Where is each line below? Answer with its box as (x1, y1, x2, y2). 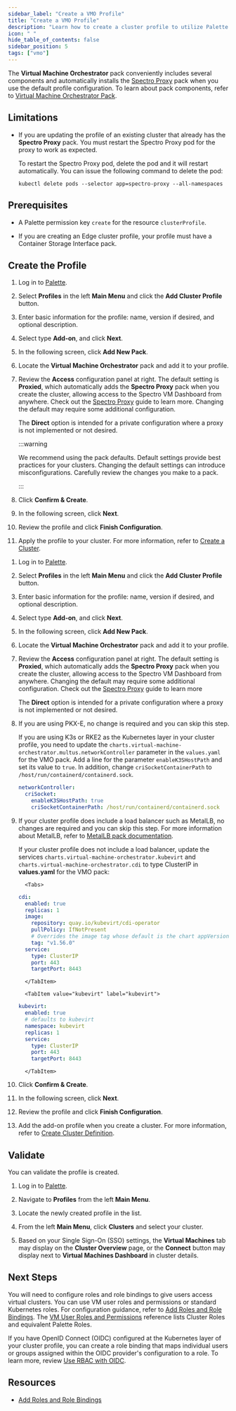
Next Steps (8, 1272, 58, 1283)
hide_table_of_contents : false (8, 37, 100, 44)
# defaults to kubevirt (25, 1016, 94, 1024)
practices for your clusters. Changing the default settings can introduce (18, 461, 225, 469)
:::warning (18, 440, 48, 448)
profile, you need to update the (18, 740, 108, 749)
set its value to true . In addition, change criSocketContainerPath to (18, 763, 213, 771)
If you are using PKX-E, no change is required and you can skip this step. (18, 719, 230, 728)
